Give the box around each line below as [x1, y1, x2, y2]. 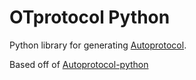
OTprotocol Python [9, 6, 171, 29]
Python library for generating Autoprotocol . [9, 39, 187, 51]
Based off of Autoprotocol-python [9, 58, 149, 70]
